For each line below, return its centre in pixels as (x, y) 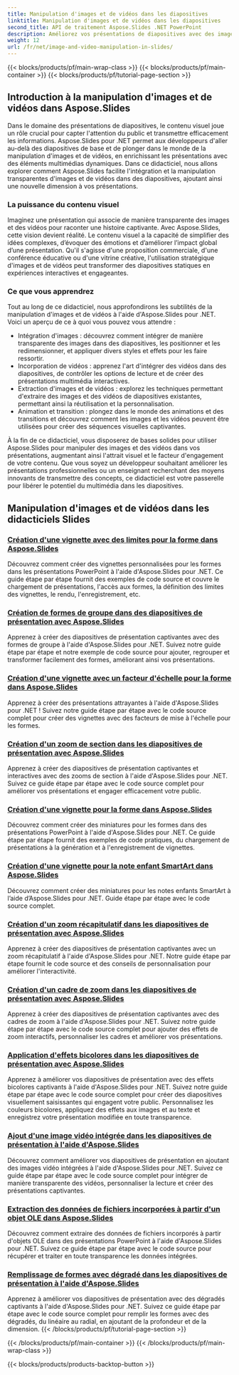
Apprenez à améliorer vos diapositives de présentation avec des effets (111, 1079)
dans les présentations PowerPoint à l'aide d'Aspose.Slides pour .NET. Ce (116, 572)
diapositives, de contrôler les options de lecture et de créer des (111, 374)
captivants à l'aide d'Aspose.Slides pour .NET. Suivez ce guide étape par (114, 1307)
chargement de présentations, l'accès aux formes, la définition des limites (116, 587)
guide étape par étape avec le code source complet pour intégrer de (108, 1175)
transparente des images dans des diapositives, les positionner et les (119, 343)
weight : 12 (23, 41)
